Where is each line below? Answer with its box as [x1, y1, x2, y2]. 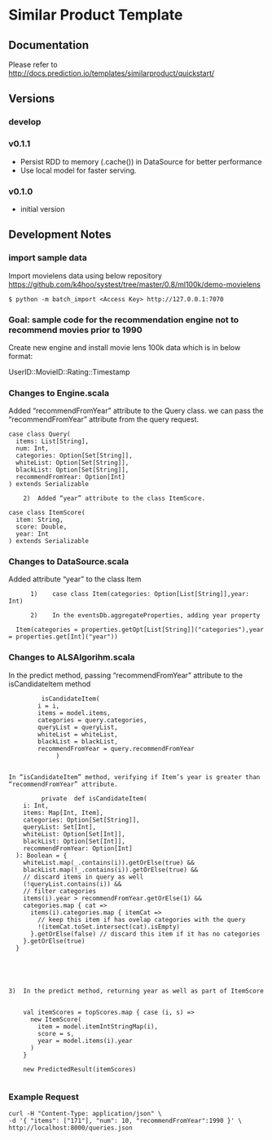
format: [8, 351, 33, 361]
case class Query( [8, 430, 71, 439]
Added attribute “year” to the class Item [8, 574, 142, 584]
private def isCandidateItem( [41, 794, 148, 803]
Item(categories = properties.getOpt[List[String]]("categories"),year [15, 625, 265, 634]
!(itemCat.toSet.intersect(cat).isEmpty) [37, 923, 181, 931]
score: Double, [15, 523, 68, 531]
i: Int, [23, 801, 49, 809]
